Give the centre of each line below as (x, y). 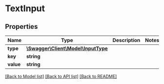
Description (126, 40)
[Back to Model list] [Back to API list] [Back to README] (61, 76)
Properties (21, 27)
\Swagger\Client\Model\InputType (67, 48)
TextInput (25, 9)
